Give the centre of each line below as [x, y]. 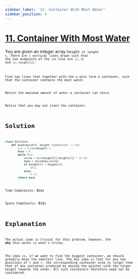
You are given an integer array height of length [52, 52]
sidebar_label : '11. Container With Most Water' [55, 9]
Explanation [26, 224]
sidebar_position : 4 [26, 14]
